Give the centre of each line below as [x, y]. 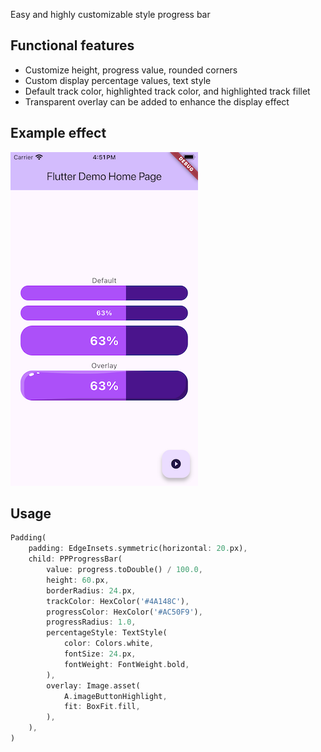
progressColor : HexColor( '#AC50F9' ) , [124, 612]
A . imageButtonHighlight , [115, 696]
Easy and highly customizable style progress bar [110, 14]
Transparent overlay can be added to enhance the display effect [157, 101]
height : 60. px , [78, 580]
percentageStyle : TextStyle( [107, 633]
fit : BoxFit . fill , [102, 707]
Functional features [72, 45]
